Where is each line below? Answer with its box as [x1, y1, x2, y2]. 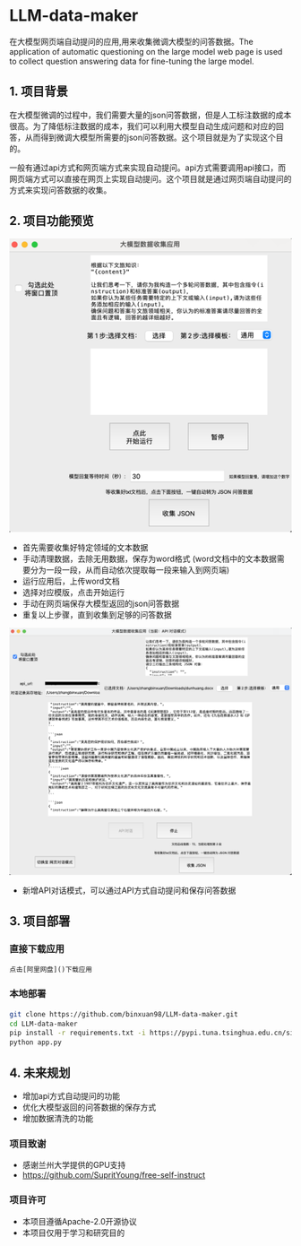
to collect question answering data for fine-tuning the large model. [9, 56, 254, 66]
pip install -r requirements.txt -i [9, 1028, 146, 1038]
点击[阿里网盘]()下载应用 [9, 965, 92, 974]
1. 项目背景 [9, 84, 69, 100]
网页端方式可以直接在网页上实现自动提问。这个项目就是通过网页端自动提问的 [9, 173, 292, 184]
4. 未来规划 [9, 1065, 71, 1080]
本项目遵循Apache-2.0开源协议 [21, 1216, 137, 1226]
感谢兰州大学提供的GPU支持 [21, 1160, 126, 1171]
